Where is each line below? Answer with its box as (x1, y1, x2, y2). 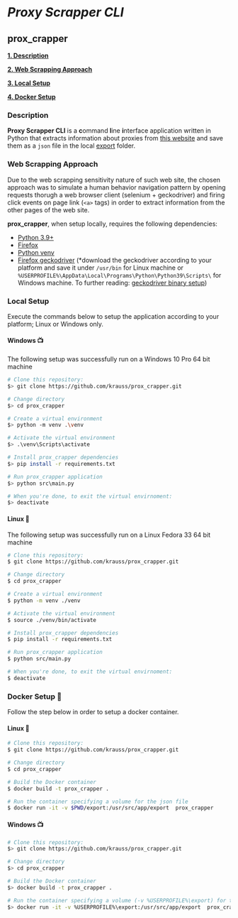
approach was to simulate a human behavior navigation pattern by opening (7, 182, 226, 192)
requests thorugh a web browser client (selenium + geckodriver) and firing (7, 190, 225, 199)
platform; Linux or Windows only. (7, 319, 104, 328)
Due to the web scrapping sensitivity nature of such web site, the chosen (7, 175, 221, 184)
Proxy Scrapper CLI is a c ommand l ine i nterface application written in (7, 126, 211, 135)
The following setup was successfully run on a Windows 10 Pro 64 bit (7, 355, 210, 364)
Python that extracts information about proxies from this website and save (7, 134, 223, 143)
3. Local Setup (7, 79, 51, 87)
